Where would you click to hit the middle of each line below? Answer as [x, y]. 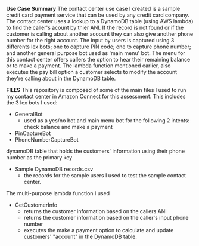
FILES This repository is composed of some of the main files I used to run [96, 90]
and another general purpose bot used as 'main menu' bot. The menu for [96, 53]
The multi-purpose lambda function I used [58, 193]
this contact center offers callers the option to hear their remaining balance [98, 59]
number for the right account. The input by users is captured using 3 [90, 40]
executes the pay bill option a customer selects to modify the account [92, 72]
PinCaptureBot [33, 133]
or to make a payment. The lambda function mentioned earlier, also [88, 66]
